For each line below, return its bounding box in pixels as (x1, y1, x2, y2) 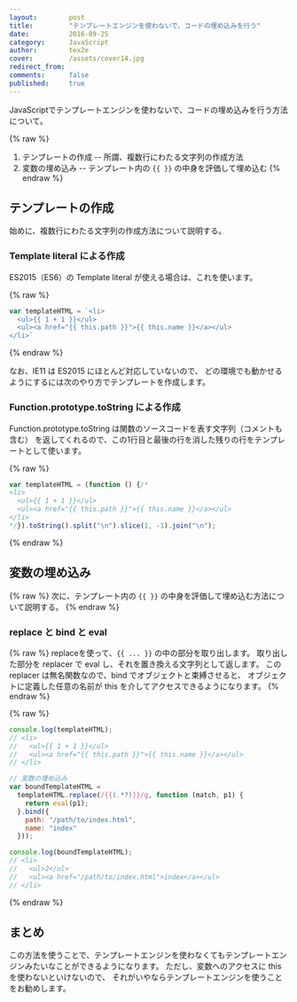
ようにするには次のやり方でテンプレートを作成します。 (9, 377, 211, 387)
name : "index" (25, 824, 77, 833)
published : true (9, 79, 86, 88)
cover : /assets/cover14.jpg (9, 54, 145, 63)
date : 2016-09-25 (9, 29, 109, 38)
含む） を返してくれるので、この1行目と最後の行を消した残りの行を (9, 434, 255, 444)
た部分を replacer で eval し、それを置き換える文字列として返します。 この (9, 658, 282, 669)
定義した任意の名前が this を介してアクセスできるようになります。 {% (24, 680, 279, 692)
